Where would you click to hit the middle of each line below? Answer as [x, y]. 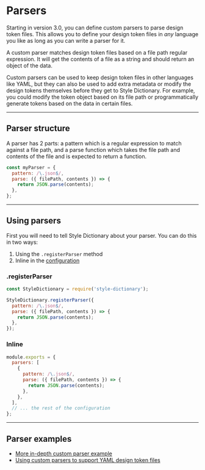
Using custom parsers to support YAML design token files [88, 460]
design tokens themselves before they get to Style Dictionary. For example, [101, 90]
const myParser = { [31, 167]
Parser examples [39, 439]
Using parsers [34, 221]
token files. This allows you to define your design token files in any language [103, 34]
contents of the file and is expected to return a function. [77, 156]
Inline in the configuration [47, 260]
